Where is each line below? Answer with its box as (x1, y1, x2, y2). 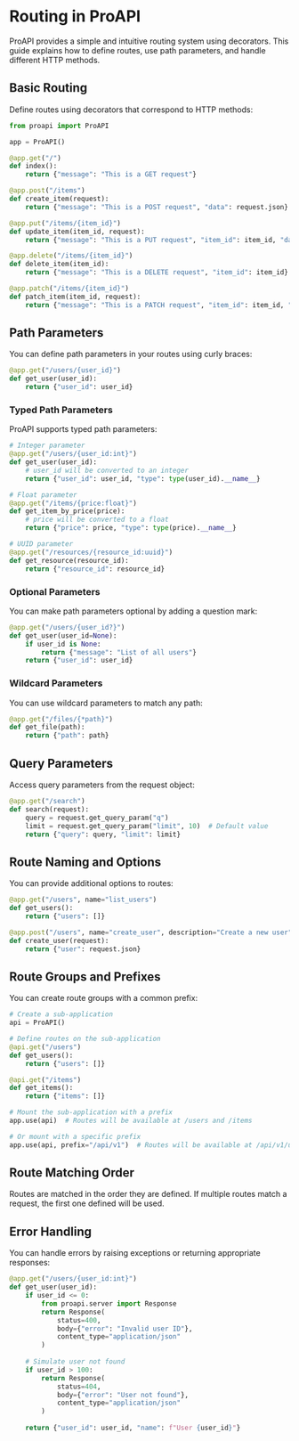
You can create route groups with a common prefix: (9, 993, 198, 1004)
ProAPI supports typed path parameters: (9, 424, 158, 435)
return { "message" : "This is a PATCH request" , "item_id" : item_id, (25, 300, 285, 309)
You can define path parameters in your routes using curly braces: (9, 349, 253, 360)
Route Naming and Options (9, 854, 162, 869)
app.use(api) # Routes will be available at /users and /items (9, 1116, 253, 1126)
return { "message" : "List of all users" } (41, 647, 198, 656)
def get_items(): (9, 1084, 74, 1093)
